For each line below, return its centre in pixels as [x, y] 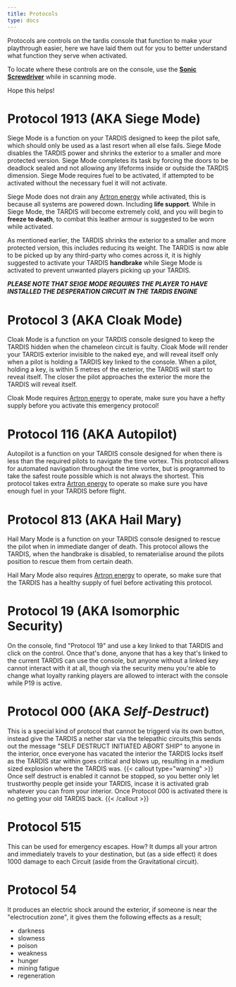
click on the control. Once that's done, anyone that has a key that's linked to [117, 654]
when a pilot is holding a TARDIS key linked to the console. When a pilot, [112, 362]
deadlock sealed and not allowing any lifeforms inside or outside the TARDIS [118, 168]
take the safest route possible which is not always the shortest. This [106, 476]
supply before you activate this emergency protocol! [83, 405]
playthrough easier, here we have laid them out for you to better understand [117, 48]
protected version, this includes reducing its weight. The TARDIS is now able [118, 248]
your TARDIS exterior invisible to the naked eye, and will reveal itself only [113, 355]
